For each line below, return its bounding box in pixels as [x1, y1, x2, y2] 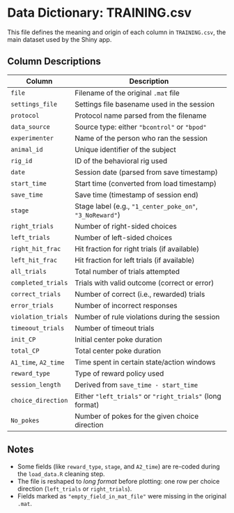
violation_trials [10, 312, 68, 321]
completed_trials [10, 279, 68, 286]
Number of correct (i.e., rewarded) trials [74, 289, 205, 299]
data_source [10, 123, 51, 130]
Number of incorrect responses [74, 300, 178, 310]
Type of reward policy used [74, 368, 164, 378]
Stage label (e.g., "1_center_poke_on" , [74, 201, 198, 210]
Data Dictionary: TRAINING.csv [7, 5, 192, 21]
